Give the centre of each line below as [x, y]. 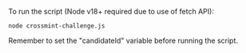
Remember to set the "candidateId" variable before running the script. [123, 40]
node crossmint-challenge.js [57, 26]
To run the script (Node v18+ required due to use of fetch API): [111, 11]
